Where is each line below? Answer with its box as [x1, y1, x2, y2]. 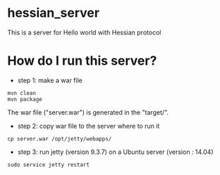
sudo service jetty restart [7, 161, 90, 168]
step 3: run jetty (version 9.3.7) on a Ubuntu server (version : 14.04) [17, 148, 214, 156]
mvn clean [7, 89, 37, 96]
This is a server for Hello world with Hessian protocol [7, 28, 161, 37]
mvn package [7, 96, 42, 103]
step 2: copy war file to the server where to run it [17, 122, 160, 130]
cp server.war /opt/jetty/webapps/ [7, 135, 112, 142]
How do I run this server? [7, 53, 157, 69]
